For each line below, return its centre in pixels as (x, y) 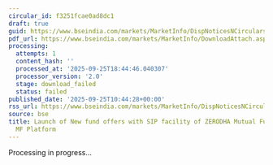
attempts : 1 (36, 54)
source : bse (28, 115)
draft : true (28, 24)
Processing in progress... (50, 152)
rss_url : (23, 106)
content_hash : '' (45, 62)
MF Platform (36, 129)
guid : (17, 31)
